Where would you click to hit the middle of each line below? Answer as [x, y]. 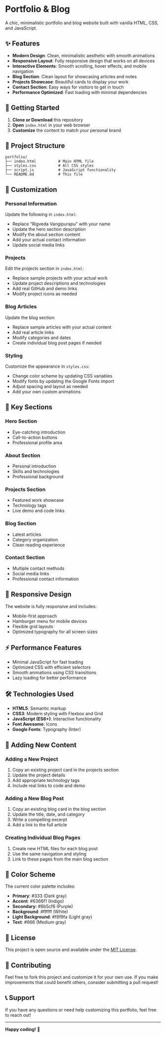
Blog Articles [21, 306]
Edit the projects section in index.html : [44, 268]
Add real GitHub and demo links [45, 289]
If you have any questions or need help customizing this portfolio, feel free [81, 1010]
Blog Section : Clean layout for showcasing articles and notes [74, 76]
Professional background [38, 476]
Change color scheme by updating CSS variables [62, 376]
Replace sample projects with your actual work [60, 278]
